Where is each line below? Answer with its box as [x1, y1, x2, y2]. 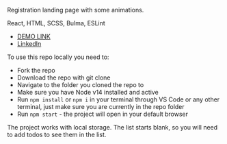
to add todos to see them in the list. [7, 130, 107, 139]
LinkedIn [16, 40, 42, 47]
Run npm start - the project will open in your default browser [16, 110, 189, 118]
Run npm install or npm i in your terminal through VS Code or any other [16, 95, 220, 104]
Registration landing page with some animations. [7, 6, 144, 14]
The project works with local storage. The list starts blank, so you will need [7, 123, 218, 131]
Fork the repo [16, 67, 56, 74]
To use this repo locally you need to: [7, 53, 109, 61]
